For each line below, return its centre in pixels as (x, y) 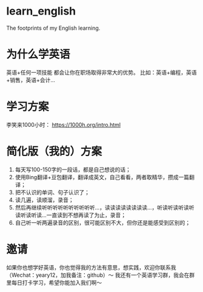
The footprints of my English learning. (53, 28)
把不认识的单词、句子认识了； (52, 192)
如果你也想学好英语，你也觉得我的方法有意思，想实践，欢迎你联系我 (91, 267)
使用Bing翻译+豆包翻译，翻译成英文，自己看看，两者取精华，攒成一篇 (102, 177)
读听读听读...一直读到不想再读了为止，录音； (70, 215)
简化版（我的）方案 (54, 151)
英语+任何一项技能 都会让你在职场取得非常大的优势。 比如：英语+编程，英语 (101, 72)
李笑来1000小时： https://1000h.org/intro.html (64, 124)
